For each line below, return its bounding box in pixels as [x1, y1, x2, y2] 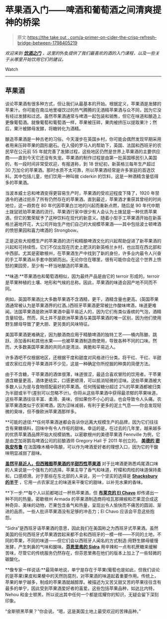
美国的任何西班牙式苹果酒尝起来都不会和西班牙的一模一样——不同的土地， [5, 531, 157, 537]
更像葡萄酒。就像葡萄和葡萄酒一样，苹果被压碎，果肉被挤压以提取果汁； [5, 119, 153, 125]
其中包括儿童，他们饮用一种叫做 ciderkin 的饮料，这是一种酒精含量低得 [13, 173, 159, 179]
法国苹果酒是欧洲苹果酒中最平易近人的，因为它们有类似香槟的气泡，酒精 [13, 308, 162, 314]
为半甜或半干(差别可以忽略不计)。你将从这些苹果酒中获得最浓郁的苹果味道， [5, 390, 161, 396]
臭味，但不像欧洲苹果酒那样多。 [13, 408, 79, 414]
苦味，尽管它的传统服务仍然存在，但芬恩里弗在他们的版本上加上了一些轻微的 [5, 550, 162, 556]
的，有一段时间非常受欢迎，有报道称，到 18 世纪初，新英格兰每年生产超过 [5, 161, 156, 167]
